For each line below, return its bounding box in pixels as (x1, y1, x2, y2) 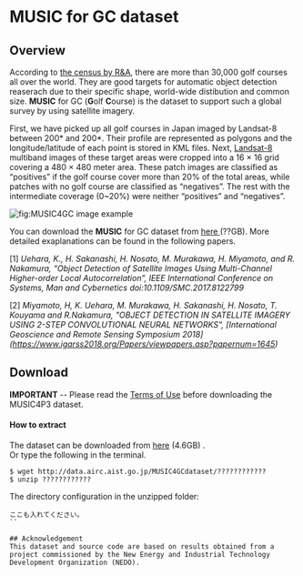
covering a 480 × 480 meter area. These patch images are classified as (9, 162, 278, 172)
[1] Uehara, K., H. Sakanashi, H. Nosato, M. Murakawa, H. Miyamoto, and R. (9, 253, 296, 264)
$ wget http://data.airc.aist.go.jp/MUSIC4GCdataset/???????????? (9, 467, 267, 477)
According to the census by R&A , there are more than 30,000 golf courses (9, 66, 288, 77)
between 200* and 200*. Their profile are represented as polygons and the (9, 133, 293, 143)
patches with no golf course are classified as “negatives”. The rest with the (9, 181, 290, 192)
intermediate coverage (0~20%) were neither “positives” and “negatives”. (9, 191, 286, 201)
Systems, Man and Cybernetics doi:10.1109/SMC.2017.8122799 (9, 282, 244, 293)
